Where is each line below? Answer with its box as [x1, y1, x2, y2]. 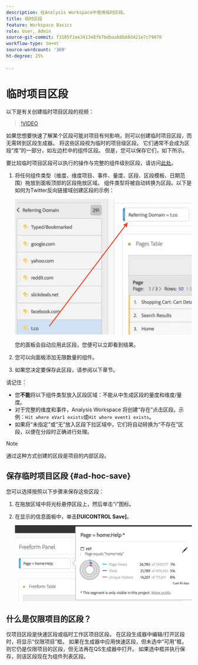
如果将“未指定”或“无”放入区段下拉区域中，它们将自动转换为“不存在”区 [14, 421, 184, 428]
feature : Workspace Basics [6, 22, 72, 28]
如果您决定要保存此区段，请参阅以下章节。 [14, 366, 118, 373]
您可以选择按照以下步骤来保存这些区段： [6, 487, 104, 495]
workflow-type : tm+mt [6, 41, 60, 47]
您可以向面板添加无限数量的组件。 [14, 353, 98, 361]
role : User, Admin [6, 28, 51, 34]
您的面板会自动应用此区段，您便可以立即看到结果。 [14, 341, 139, 348]
